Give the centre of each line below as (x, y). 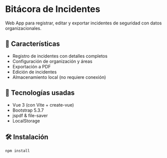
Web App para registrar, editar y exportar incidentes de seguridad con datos (83, 23)
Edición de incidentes (34, 72)
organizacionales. (23, 28)
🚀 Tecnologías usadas (40, 93)
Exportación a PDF (31, 66)
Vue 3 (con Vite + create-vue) (43, 105)
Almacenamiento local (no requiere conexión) (59, 77)
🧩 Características (33, 44)
